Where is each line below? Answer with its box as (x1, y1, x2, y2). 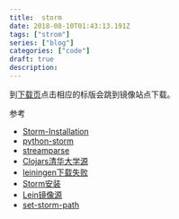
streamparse (22, 145, 70, 155)
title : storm (9, 13, 63, 22)
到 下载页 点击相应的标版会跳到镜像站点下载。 (9, 89, 175, 100)
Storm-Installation (22, 126, 90, 136)
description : (9, 64, 58, 73)
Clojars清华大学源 (22, 155, 88, 166)
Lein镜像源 (22, 189, 63, 200)
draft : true (9, 55, 54, 64)
